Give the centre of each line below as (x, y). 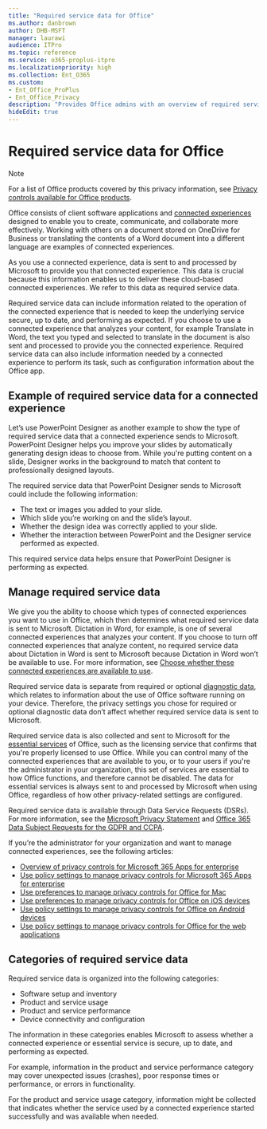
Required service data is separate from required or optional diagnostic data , (132, 686)
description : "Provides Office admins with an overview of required (124, 104)
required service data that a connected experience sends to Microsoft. (124, 436)
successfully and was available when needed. (83, 1116)
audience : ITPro (35, 45)
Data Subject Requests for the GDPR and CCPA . (86, 827)
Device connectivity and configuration (82, 1019)
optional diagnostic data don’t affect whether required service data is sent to (133, 711)
